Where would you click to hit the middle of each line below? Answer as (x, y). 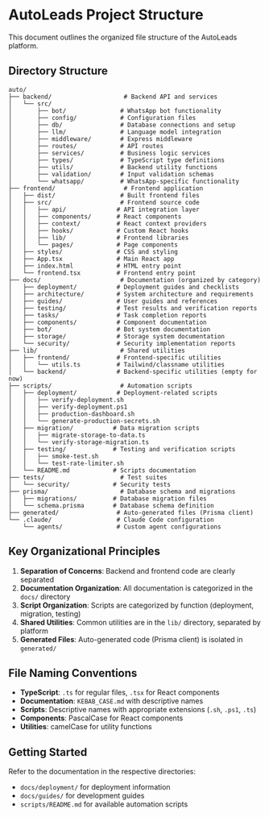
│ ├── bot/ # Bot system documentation (110, 329)
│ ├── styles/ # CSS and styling (93, 251)
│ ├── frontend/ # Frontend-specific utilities (115, 357)
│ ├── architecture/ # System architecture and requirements (131, 294)
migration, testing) (50, 613)
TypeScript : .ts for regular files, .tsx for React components (120, 693)
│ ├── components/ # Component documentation (108, 322)
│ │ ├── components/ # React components (95, 216)
